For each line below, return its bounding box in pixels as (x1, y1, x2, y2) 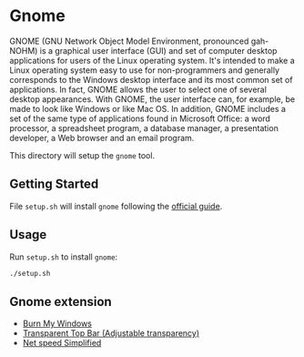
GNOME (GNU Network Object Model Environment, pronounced (9, 36, 249, 46)
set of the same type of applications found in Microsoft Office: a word (9, 113, 271, 124)
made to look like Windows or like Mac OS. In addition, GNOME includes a (9, 103, 287, 114)
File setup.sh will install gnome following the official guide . (9, 200, 223, 211)
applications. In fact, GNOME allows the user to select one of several (9, 84, 267, 95)
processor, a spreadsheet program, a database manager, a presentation (9, 122, 279, 133)
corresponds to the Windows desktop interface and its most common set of (9, 74, 293, 85)
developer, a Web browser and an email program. (9, 132, 195, 143)
